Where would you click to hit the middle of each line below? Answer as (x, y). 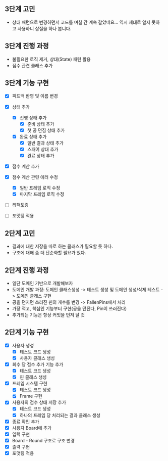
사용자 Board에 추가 (32, 428)
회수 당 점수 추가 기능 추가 (38, 364)
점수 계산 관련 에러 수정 (35, 177)
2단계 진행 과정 (27, 270)
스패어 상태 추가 (43, 149)
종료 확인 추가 (25, 422)
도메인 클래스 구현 (34, 296)
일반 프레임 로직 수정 (40, 188)
